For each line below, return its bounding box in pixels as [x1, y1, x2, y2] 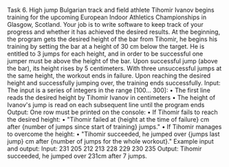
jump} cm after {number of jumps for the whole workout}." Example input [7, 137, 215, 145]
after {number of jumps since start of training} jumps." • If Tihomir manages [7, 123, 222, 131]
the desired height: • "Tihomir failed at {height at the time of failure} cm [7, 115, 210, 123]
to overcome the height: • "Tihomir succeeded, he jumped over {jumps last [7, 130, 220, 138]
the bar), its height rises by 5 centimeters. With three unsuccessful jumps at [7, 65, 222, 72]
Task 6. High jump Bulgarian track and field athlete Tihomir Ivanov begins [7, 6, 215, 14]
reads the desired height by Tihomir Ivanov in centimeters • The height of [7, 93, 215, 102]
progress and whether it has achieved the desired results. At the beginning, [7, 27, 221, 36]
